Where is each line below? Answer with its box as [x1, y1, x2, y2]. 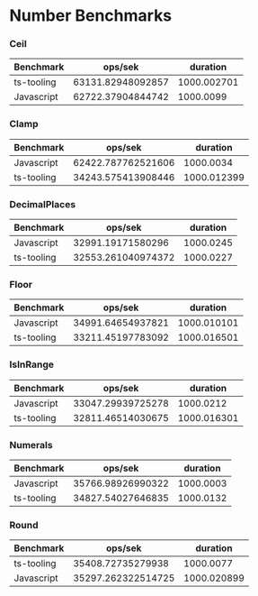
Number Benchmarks [9, 5, 173, 26]
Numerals [9, 438, 53, 451]
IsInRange [9, 358, 54, 371]
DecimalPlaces [9, 197, 76, 210]
